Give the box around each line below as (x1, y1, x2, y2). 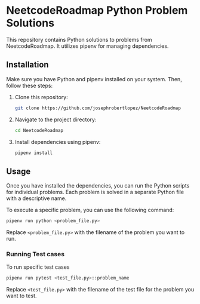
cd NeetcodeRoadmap (14, 127, 64, 133)
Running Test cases (6, 250, 64, 258)
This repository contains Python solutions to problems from (6, 36, 152, 43)
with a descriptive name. (6, 195, 67, 202)
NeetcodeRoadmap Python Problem (6, 4, 188, 17)
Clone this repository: (14, 93, 68, 100)
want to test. (6, 292, 37, 299)
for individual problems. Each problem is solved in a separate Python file (6, 189, 184, 196)
